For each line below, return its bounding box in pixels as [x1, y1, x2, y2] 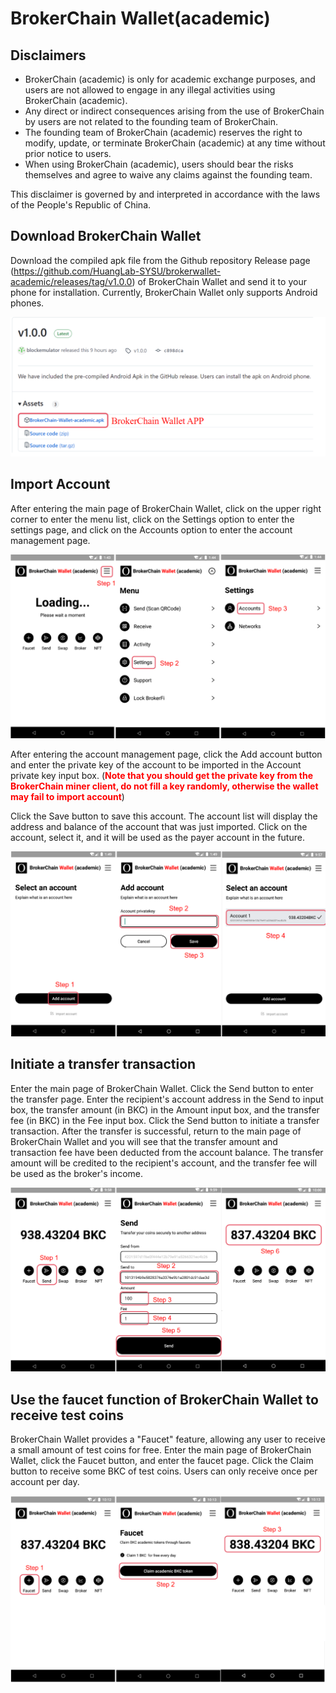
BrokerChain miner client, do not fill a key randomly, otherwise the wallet [10, 780, 319, 792]
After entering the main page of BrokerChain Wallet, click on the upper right [10, 502, 322, 514]
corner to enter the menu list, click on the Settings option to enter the [10, 513, 295, 525]
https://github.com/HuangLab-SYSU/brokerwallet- [13, 265, 222, 277]
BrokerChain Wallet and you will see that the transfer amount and [10, 1135, 278, 1147]
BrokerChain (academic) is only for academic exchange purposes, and [24, 73, 316, 85]
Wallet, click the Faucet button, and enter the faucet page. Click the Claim [10, 1455, 314, 1467]
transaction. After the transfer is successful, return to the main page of [10, 1125, 302, 1137]
